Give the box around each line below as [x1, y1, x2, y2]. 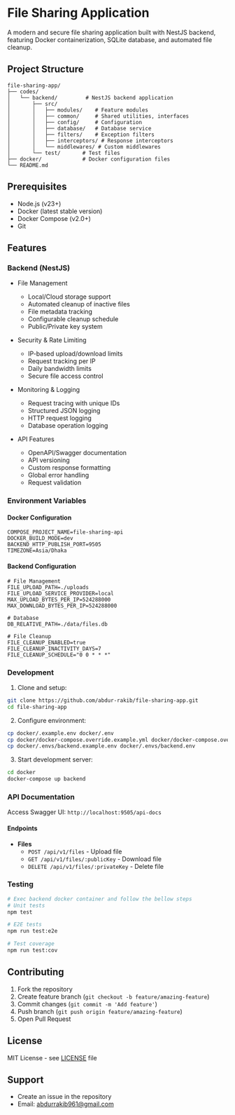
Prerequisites [7, 181, 67, 193]
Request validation [27, 478, 82, 487]
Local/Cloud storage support [27, 292, 111, 301]
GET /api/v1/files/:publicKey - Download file [27, 854, 162, 863]
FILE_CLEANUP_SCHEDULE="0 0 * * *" [7, 651, 111, 658]
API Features [17, 435, 55, 443]
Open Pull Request [17, 1015, 71, 1023]
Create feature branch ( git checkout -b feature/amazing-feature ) [17, 992, 210, 1001]
